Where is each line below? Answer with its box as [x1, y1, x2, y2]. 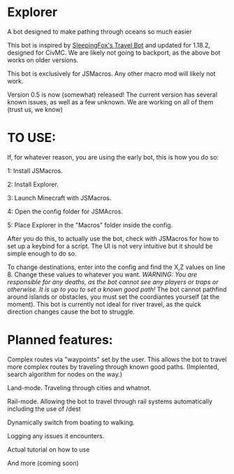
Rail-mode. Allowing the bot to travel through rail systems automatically [7, 397, 213, 405]
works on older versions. [7, 55, 79, 64]
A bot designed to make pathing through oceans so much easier [7, 27, 192, 36]
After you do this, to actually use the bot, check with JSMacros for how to [7, 234, 219, 242]
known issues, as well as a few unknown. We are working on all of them [7, 97, 214, 106]
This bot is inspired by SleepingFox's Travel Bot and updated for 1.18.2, [7, 41, 211, 49]
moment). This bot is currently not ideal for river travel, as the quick [7, 300, 201, 308]
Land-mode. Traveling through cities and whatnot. [7, 383, 152, 392]
